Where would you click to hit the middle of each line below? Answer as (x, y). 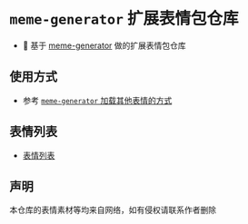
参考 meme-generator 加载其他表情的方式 (97, 100)
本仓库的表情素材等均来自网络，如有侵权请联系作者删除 (113, 210)
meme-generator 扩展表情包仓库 (124, 19)
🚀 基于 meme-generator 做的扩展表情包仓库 (104, 45)
